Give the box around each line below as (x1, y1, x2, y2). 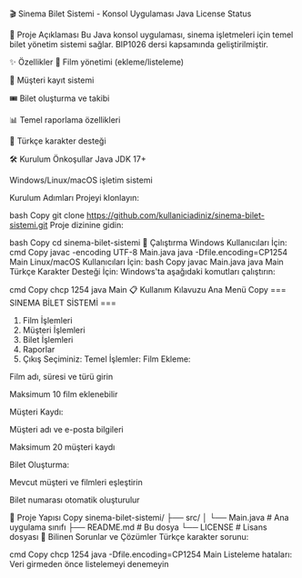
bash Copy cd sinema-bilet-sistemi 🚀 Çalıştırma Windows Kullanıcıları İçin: (9, 237, 288, 248)
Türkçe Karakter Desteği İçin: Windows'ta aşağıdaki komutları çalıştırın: (9, 266, 276, 276)
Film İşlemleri (22, 315, 73, 325)
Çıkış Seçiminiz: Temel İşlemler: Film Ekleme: (22, 354, 191, 364)
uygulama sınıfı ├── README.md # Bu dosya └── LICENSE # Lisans (9, 522, 267, 533)
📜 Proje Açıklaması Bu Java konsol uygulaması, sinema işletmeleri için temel (9, 29, 294, 40)
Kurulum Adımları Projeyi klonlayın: (9, 193, 139, 203)
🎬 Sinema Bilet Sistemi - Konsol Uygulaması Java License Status (9, 8, 252, 19)
